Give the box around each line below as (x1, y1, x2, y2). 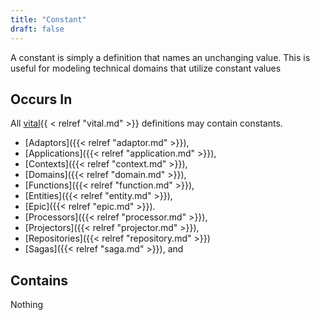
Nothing (10, 299, 44, 311)
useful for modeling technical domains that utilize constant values (10, 62, 282, 74)
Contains (10, 272, 68, 289)
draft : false (10, 24, 65, 34)
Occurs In (10, 91, 73, 108)
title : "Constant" (10, 14, 87, 25)
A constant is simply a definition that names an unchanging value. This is (10, 51, 311, 63)
